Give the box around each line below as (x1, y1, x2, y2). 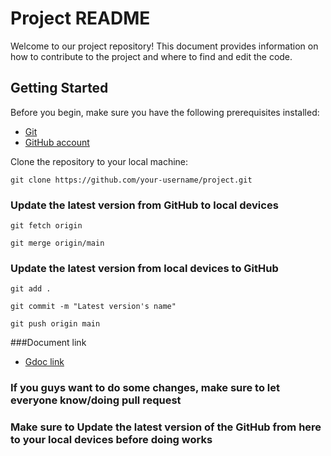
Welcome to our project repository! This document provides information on (10, 40, 319, 52)
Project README (10, 7, 151, 30)
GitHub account (24, 136, 90, 148)
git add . (10, 284, 52, 294)
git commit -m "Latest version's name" (10, 302, 177, 312)
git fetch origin (10, 221, 83, 231)
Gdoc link (24, 356, 65, 368)
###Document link (10, 337, 87, 349)
